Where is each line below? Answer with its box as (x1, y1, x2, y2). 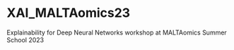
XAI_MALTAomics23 (6, 5, 131, 21)
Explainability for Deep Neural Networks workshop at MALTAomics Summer (6, 28, 227, 37)
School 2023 (6, 35, 44, 44)
